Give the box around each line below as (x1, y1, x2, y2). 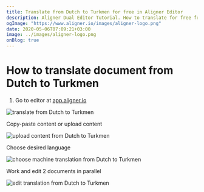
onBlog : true (6, 37, 39, 43)
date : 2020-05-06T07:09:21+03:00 (6, 26, 91, 32)
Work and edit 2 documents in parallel (6, 167, 101, 174)
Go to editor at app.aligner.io (15, 96, 87, 104)
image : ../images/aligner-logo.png (6, 32, 97, 38)
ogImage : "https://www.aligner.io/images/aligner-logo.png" (6, 20, 162, 26)
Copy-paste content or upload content (6, 120, 103, 127)
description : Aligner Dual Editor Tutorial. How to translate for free (6, 15, 191, 21)
